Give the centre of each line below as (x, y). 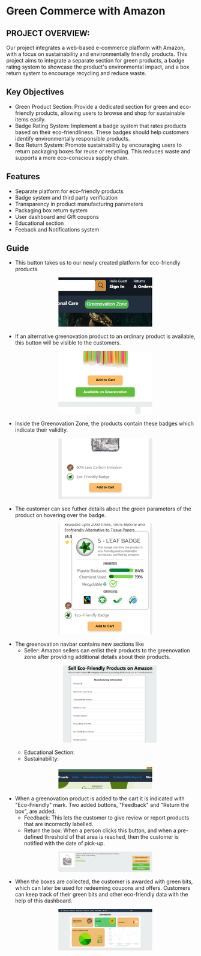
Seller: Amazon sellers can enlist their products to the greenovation (107, 651)
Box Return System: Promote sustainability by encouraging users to (98, 145)
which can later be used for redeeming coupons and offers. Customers (103, 887)
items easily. (30, 119)
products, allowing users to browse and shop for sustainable (110, 113)
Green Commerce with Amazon (86, 11)
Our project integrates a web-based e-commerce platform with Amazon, (96, 47)
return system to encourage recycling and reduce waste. (76, 73)
